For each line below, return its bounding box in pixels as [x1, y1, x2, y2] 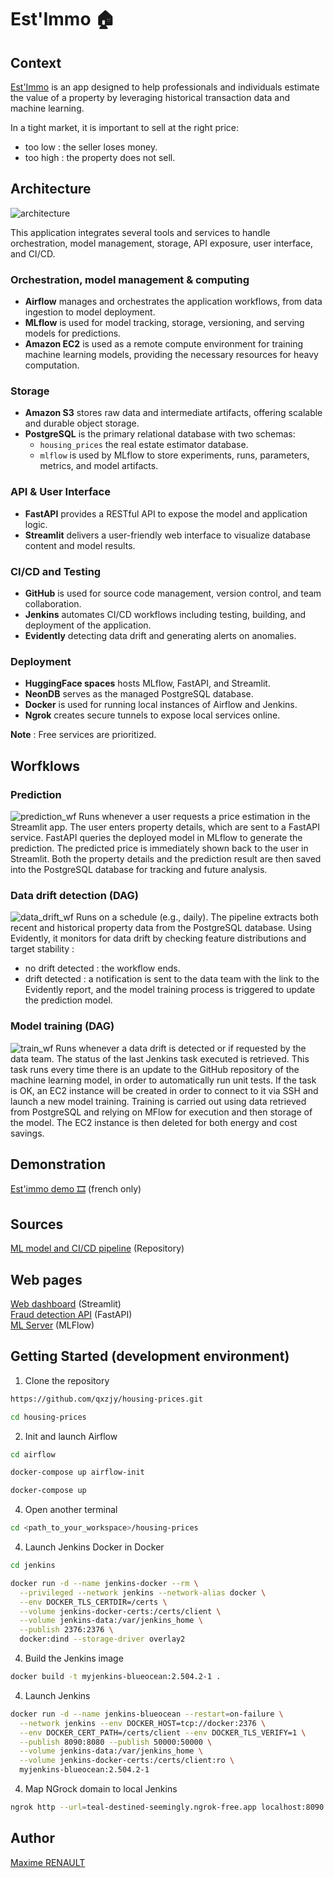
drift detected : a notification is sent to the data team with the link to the [24, 973, 320, 985]
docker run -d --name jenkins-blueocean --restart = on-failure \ [10, 1709, 284, 1719]
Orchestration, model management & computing [10, 272, 250, 286]
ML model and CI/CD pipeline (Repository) [10, 1242, 185, 1255]
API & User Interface [10, 485, 111, 499]
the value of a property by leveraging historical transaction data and [10, 92, 291, 103]
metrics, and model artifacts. [39, 460, 159, 472]
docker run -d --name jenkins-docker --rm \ [10, 1578, 199, 1588]
